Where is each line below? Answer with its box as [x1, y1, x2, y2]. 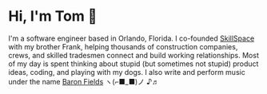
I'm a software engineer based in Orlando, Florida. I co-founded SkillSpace [8, 33, 255, 43]
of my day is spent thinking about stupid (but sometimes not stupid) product [8, 59, 259, 69]
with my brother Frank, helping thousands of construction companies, [8, 41, 238, 51]
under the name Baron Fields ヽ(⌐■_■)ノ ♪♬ [8, 76, 160, 86]
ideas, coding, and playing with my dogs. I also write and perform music [8, 67, 245, 76]
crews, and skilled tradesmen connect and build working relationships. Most [8, 50, 260, 60]
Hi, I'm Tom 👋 [8, 7, 98, 25]
